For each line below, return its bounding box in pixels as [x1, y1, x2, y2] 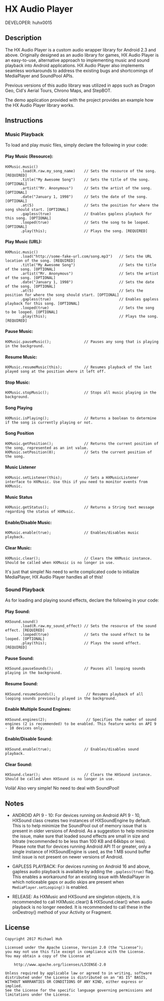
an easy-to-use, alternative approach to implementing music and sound [5, 57, 150, 63]
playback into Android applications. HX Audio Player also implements [5, 62, 144, 68]
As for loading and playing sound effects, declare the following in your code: [5, 597, 159, 603]
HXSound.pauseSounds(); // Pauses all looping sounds [5, 666, 146, 671]
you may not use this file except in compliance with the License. [5, 949, 146, 954]
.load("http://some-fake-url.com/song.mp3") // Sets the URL [20, 254, 152, 259]
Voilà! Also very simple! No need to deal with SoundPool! [5, 785, 119, 791]
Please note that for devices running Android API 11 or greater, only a [12, 843, 151, 849]
